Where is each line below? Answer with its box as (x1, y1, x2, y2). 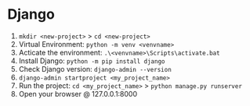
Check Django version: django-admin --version (18, 64, 172, 73)
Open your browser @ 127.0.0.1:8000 (18, 89, 138, 98)
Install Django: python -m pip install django (18, 56, 165, 65)
